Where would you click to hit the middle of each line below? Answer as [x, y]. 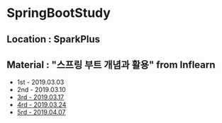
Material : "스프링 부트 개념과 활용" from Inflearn [111, 65]
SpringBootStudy [59, 13]
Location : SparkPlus [54, 39]
